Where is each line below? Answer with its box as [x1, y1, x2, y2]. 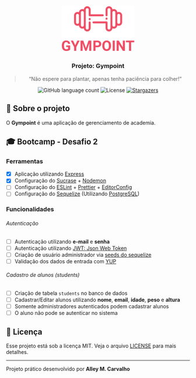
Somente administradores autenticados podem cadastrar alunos [14, 303, 169, 310]
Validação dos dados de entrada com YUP [14, 257, 117, 264]
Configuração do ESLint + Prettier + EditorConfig [14, 184, 132, 191]
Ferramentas [6, 157, 44, 165]
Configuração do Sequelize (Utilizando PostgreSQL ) [14, 190, 140, 197]
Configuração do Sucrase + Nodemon [14, 177, 107, 184]
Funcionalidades [6, 205, 54, 214]
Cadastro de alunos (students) [6, 272, 80, 279]
